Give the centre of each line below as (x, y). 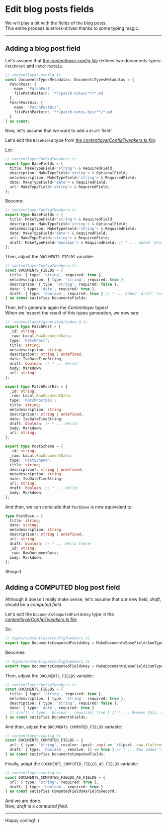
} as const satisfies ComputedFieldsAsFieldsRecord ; (61, 791)
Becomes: (15, 652)
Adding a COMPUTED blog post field (63, 587)
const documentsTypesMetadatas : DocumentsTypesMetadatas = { (70, 80)
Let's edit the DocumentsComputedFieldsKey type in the (60, 614)
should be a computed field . (34, 605)
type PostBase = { (24, 516)
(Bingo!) (13, 572)
